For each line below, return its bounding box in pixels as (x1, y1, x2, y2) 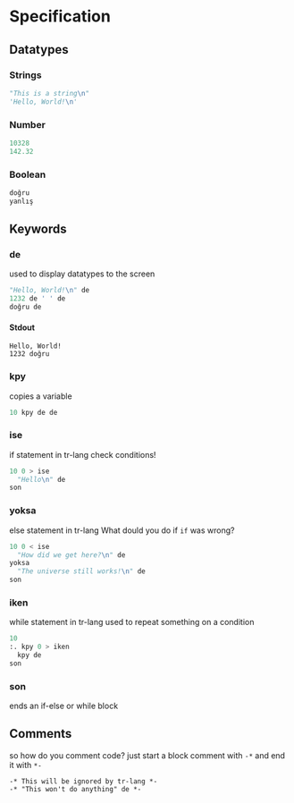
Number (9, 118, 46, 131)
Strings (9, 69, 42, 81)
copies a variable (9, 391, 73, 401)
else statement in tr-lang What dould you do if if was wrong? (9, 525, 235, 536)
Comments (9, 726, 72, 741)
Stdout (9, 322, 36, 333)
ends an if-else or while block (9, 700, 119, 712)
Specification (9, 6, 112, 27)
